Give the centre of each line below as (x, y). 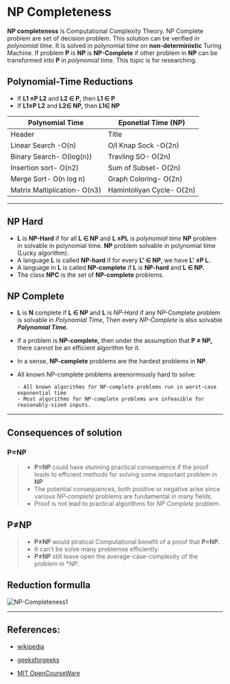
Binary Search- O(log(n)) (51, 157)
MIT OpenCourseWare (49, 673)
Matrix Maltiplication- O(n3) (56, 190)
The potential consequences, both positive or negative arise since (127, 489)
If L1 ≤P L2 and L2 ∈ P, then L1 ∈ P (66, 98)
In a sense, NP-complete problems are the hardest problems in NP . (112, 361)
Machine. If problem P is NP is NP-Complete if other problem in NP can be (112, 53)
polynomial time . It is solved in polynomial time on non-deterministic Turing (114, 45)
